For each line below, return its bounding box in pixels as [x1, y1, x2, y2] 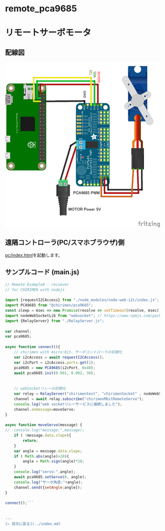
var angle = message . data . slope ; [14, 449, 82, 454]
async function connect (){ [5, 344, 60, 349]
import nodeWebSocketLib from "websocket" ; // [5, 313, 102, 318]
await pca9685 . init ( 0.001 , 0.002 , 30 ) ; [14, 371, 96, 376]
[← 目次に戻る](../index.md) [5, 521, 61, 526]
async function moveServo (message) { [5, 422, 82, 427]
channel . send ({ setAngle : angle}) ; [14, 485, 82, 490]
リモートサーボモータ [5, 27, 92, 38]
